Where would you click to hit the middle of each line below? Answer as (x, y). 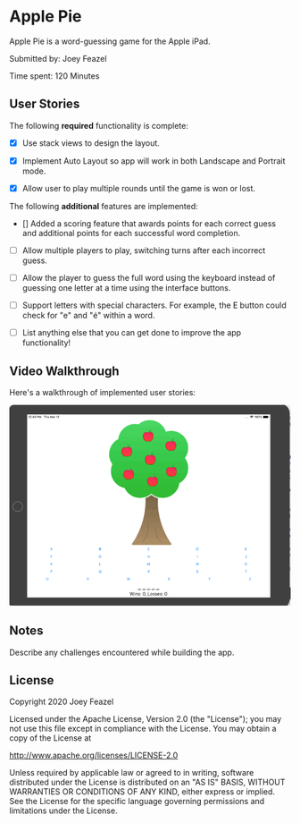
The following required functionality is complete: (99, 125)
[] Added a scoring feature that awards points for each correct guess (149, 223)
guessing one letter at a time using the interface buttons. (126, 288)
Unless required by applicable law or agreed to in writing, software (132, 773)
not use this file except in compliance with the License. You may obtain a (143, 729)
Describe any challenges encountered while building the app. (122, 652)
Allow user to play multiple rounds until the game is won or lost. (139, 188)
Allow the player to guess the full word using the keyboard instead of (149, 278)
